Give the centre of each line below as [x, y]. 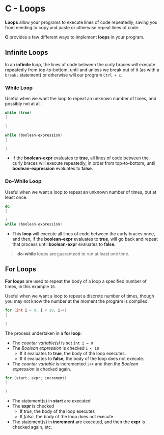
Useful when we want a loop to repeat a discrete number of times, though [80, 296]
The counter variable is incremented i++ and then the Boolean [75, 363]
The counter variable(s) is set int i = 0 [53, 343]
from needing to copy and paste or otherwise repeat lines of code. [72, 27]
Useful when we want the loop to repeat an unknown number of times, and [81, 99]
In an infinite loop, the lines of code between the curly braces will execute [80, 64]
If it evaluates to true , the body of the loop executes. [73, 353]
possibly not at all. [24, 104]
